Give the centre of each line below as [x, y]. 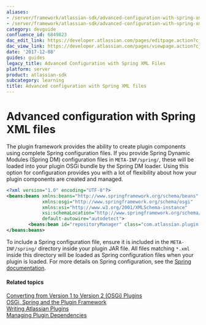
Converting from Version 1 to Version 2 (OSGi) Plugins [74, 296]
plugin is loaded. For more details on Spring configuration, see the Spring [99, 261]
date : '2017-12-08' [31, 52]
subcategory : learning [35, 80]
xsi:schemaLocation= [68, 213]
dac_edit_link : [26, 40]
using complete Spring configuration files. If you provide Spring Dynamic [98, 153]
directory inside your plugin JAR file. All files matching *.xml [114, 248]
